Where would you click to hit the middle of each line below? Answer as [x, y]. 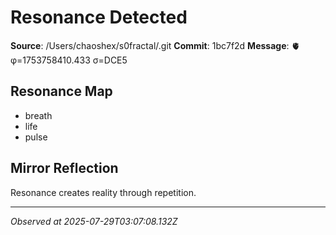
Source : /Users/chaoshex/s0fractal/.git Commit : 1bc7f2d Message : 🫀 [155, 45]
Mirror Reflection [64, 168]
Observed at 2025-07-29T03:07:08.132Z [94, 221]
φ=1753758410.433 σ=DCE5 [69, 60]
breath [38, 115]
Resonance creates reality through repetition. [103, 192]
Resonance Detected [99, 17]
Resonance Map [61, 91]
